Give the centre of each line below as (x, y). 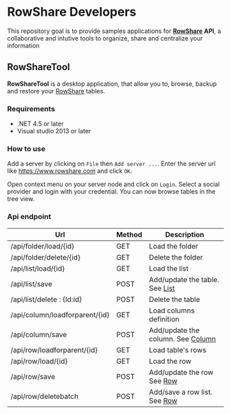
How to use (26, 148)
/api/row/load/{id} (39, 361)
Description (185, 234)
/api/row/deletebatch (45, 396)
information (23, 45)
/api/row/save (33, 376)
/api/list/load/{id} (38, 268)
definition (164, 319)
